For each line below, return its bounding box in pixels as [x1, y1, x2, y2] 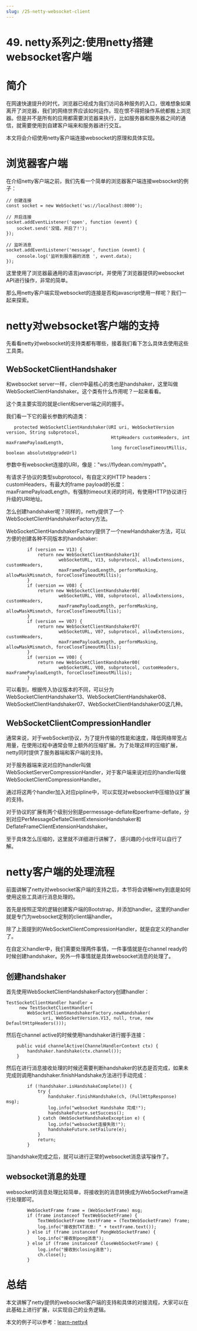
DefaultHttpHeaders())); [6, 1020, 67, 1026]
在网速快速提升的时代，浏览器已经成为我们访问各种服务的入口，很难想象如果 [6, 100, 191, 107]
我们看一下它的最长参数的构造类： [6, 413, 89, 420]
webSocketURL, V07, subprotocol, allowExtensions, [58, 629, 185, 635]
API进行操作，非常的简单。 [6, 277, 72, 284]
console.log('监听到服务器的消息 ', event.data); [16, 253, 133, 259]
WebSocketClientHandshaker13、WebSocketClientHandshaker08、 [6, 693, 170, 700]
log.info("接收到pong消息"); [37, 1235, 104, 1241]
